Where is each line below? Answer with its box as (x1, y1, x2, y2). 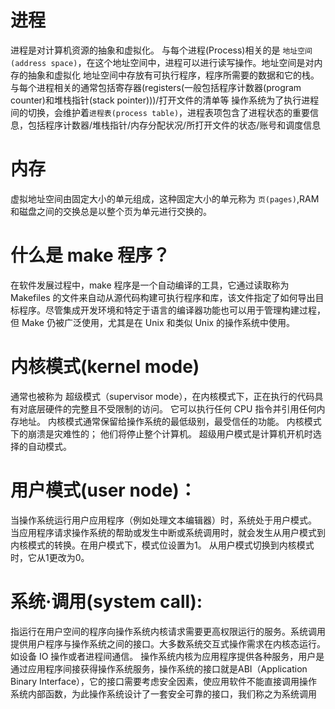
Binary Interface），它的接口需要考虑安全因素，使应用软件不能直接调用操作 (10, 675, 318, 687)
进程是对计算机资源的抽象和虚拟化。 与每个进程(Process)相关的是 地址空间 (10, 44, 313, 56)
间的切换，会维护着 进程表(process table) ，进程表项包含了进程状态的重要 (10, 106, 311, 118)
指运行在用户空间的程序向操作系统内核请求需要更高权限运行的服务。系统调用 (10, 625, 326, 637)
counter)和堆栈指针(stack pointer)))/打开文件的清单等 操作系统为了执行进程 (10, 94, 320, 106)
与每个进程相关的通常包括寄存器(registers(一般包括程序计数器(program (10, 81, 302, 93)
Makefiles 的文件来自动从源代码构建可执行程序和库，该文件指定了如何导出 (10, 291, 316, 303)
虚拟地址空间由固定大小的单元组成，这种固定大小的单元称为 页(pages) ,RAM (10, 192, 320, 205)
